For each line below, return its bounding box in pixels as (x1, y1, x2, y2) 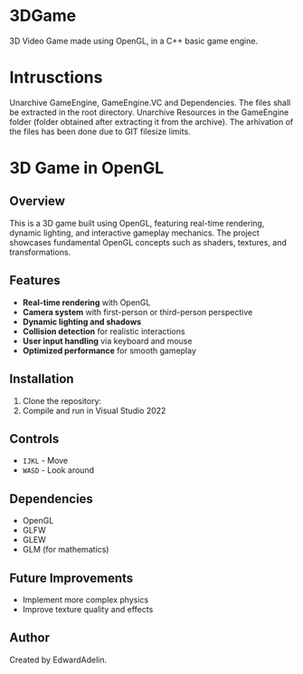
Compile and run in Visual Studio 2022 (22, 405, 166, 416)
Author (9, 631, 50, 646)
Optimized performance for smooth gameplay (22, 345, 197, 356)
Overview (9, 194, 66, 209)
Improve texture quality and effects (22, 603, 154, 614)
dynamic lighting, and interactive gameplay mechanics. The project (9, 227, 260, 238)
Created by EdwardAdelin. (9, 654, 108, 665)
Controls (9, 431, 60, 447)
